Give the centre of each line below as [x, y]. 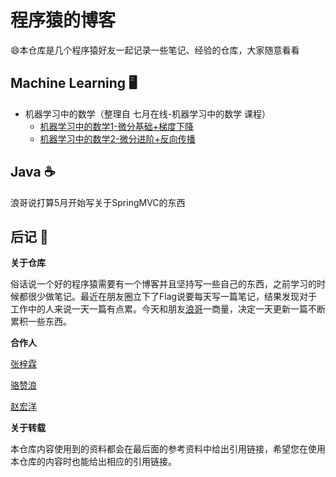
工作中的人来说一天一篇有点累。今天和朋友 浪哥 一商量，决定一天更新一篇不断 [168, 309]
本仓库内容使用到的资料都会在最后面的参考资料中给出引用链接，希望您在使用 [168, 449]
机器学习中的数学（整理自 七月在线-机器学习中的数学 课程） [148, 113]
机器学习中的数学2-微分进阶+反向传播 [117, 138]
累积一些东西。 [41, 322]
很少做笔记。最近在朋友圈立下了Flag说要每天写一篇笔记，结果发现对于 [172, 297]
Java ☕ [33, 172]
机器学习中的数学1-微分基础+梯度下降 [116, 126]
